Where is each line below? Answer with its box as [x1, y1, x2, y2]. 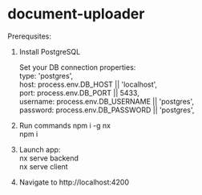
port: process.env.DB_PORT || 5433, [18, 87, 139, 97]
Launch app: [18, 144, 61, 154]
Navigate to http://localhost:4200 [18, 177, 130, 187]
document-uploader [7, 5, 145, 23]
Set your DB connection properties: [18, 62, 136, 72]
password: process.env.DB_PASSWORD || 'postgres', [18, 105, 195, 115]
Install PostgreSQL [18, 47, 81, 56]
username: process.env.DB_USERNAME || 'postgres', [18, 96, 194, 106]
